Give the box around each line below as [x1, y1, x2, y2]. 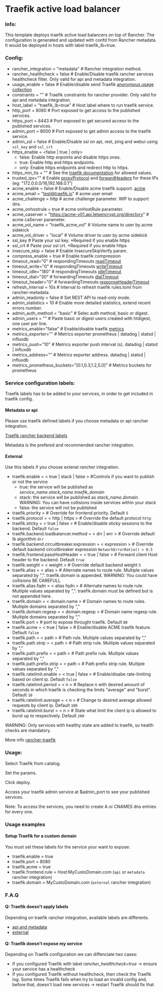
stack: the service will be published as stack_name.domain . [19, 494, 140, 500]
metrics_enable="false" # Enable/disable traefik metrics [12, 325, 124, 331]
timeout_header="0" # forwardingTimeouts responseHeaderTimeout [12, 279, 150, 285]
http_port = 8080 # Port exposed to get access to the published [12, 107, 140, 113]
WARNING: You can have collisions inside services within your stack [19, 500, 157, 506]
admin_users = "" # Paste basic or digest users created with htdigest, [12, 315, 152, 321]
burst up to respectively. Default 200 [12, 713, 85, 719]
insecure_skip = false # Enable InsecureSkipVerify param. [12, 248, 128, 254]
